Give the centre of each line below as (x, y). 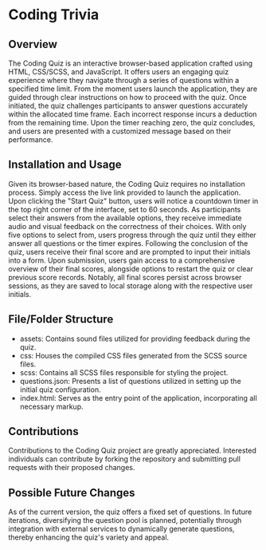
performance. (31, 140)
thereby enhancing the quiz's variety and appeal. (89, 537)
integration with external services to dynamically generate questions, (121, 529)
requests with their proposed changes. (72, 468)
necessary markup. (51, 406)
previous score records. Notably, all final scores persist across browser (125, 277)
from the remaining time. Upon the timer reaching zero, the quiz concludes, (132, 123)
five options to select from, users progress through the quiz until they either (132, 235)
